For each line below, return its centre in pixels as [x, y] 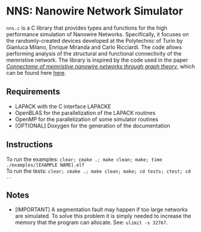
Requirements [33, 92]
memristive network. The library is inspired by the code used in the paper [97, 60]
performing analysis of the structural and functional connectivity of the [94, 53]
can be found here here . [36, 72]
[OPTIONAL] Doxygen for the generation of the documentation [92, 126]
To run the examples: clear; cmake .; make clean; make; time [84, 159]
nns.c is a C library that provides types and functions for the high [87, 28]
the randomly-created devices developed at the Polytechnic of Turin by [95, 40]
